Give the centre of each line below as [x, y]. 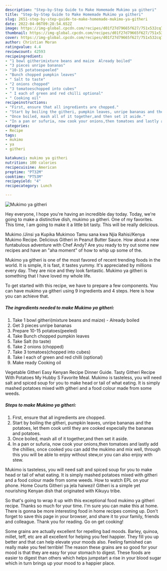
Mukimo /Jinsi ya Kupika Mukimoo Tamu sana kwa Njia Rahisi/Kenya [75, 234]
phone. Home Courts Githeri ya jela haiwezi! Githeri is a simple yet [73, 485]
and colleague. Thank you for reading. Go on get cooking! [64, 522]
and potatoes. [27, 433]
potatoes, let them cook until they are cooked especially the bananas [83, 428]
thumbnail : [16, 33]
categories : [17, 126]
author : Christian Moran [31, 42]
